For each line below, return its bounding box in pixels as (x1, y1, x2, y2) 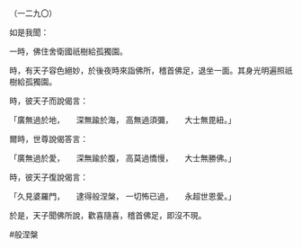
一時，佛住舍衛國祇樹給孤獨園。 (9, 46, 128, 57)
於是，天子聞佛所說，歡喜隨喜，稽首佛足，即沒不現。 (9, 210, 207, 220)
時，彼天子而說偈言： (9, 95, 88, 106)
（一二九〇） (9, 8, 57, 18)
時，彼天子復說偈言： (9, 172, 88, 182)
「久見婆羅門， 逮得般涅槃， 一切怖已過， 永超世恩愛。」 (9, 191, 236, 201)
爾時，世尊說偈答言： (9, 134, 88, 144)
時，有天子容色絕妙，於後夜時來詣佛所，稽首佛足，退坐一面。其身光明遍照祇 (9, 66, 293, 75)
